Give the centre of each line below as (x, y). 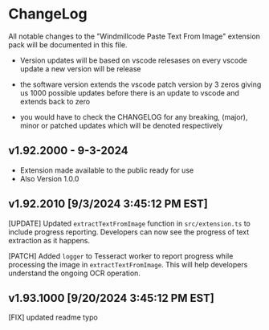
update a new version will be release (80, 68)
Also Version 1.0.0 (49, 178)
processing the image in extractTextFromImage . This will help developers (128, 264)
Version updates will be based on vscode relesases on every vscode (133, 60)
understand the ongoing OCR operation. (74, 273)
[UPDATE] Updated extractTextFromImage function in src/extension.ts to (129, 223)
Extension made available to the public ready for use (107, 170)
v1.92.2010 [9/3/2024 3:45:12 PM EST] (108, 204)
